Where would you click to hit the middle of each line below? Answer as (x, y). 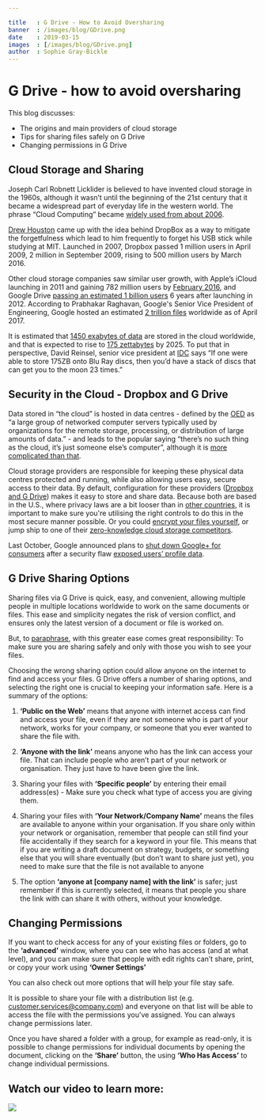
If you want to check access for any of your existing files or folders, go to (127, 942)
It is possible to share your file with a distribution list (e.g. (101, 998)
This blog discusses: (42, 113)
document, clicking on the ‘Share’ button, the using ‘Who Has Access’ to (128, 1055)
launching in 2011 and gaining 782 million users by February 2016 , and (122, 287)
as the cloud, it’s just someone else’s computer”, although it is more (118, 447)
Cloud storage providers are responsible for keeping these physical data (126, 471)
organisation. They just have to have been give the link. (110, 768)
